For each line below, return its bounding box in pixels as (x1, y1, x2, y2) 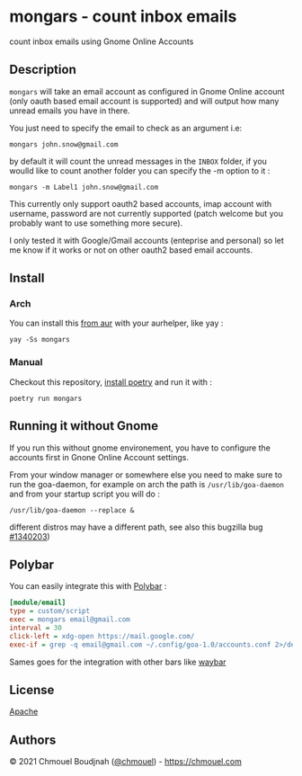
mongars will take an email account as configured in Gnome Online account (9, 85, 285, 96)
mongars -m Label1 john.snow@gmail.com (9, 183, 159, 192)
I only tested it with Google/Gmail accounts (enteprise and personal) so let (9, 235, 285, 245)
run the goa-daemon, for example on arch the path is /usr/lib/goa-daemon (9, 478, 285, 489)
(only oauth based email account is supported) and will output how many (9, 95, 280, 106)
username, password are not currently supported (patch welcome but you (9, 208, 283, 219)
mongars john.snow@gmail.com (9, 139, 119, 149)
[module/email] (9, 598, 67, 608)
